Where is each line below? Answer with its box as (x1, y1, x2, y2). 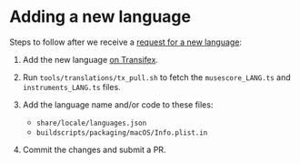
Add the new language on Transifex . (22, 54, 159, 65)
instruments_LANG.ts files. (22, 81, 121, 92)
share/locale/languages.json (35, 118, 147, 128)
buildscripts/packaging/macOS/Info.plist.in (35, 128, 208, 138)
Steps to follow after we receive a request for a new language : (9, 36, 243, 47)
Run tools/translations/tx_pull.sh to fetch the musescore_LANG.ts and (22, 71, 291, 83)
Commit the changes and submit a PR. (22, 144, 166, 155)
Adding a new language (9, 6, 191, 27)
